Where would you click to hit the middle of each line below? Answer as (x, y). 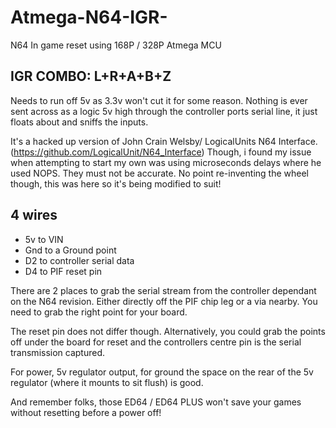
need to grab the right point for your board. (99, 312)
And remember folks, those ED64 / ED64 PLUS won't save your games (156, 402)
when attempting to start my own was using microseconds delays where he (166, 162)
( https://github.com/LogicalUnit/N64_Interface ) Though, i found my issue (161, 152)
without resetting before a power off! (86, 412)
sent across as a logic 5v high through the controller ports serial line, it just (164, 111)
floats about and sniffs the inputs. (79, 122)
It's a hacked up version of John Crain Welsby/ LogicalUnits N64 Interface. (164, 141)
